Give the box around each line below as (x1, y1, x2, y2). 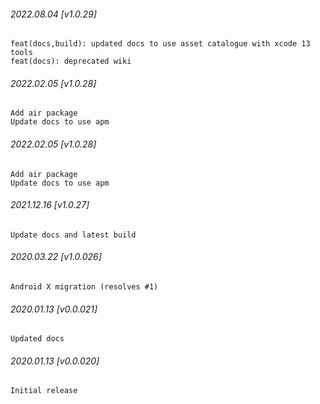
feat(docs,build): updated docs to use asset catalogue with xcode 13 (10, 39, 311, 49)
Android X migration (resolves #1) (10, 282, 159, 292)
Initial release (10, 386, 78, 396)
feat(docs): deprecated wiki (10, 56, 132, 67)
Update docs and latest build (10, 230, 137, 240)
